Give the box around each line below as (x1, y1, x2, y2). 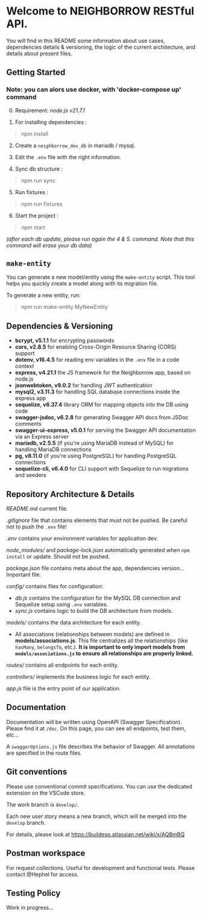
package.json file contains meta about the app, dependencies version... (6, 565, 185, 572)
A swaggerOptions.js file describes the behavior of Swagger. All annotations (6, 743, 195, 750)
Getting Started (6, 68, 66, 78)
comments (14, 420, 42, 428)
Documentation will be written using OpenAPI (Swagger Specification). (6, 718, 182, 725)
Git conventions (6, 767, 68, 777)
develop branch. (6, 819, 46, 826)
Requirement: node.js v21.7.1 (14, 107, 86, 114)
